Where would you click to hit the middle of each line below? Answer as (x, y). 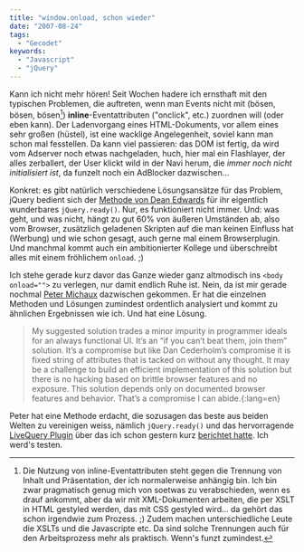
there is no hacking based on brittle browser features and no (144, 379)
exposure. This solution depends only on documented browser (148, 388)
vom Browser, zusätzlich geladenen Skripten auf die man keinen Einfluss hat (152, 228)
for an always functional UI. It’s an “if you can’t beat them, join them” (159, 340)
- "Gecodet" (40, 43)
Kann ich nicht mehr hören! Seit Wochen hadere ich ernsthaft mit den (138, 94)
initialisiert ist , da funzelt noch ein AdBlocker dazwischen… (119, 172)
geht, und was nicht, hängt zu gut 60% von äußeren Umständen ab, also (145, 219)
